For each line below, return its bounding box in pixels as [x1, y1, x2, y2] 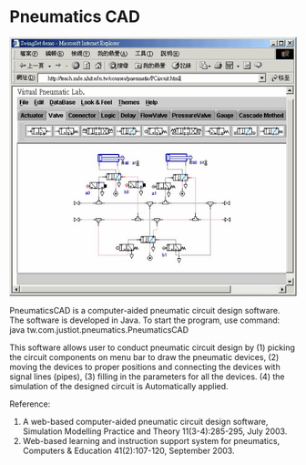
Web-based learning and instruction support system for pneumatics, [22, 435, 280, 446]
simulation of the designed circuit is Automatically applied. [9, 380, 229, 391]
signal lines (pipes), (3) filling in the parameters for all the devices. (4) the [9, 371, 285, 382]
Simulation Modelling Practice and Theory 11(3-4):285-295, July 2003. [22, 426, 288, 437]
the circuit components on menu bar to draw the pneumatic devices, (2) [9, 351, 280, 362]
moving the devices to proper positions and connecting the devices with [9, 361, 280, 372]
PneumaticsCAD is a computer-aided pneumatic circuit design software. [9, 305, 280, 315]
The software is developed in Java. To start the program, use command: [9, 315, 280, 325]
